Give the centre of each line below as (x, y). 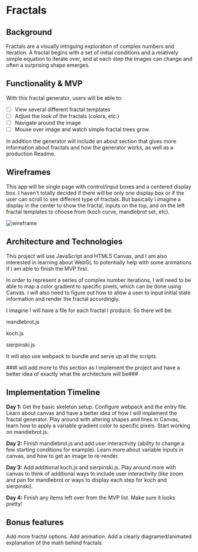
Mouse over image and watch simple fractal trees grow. (82, 129)
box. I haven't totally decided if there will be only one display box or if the (95, 193)
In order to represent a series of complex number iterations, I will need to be (99, 280)
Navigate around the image (48, 122)
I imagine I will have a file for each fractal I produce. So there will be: (89, 310)
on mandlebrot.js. (27, 431)
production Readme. (31, 154)
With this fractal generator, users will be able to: (64, 98)
